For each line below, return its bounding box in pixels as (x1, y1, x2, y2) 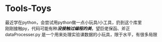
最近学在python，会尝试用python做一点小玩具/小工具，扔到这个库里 (5, 19, 142, 25)
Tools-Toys (5, 3, 51, 14)
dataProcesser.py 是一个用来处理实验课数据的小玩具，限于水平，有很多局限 (5, 31, 158, 37)
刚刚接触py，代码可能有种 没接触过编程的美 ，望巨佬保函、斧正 (5, 25, 131, 31)
